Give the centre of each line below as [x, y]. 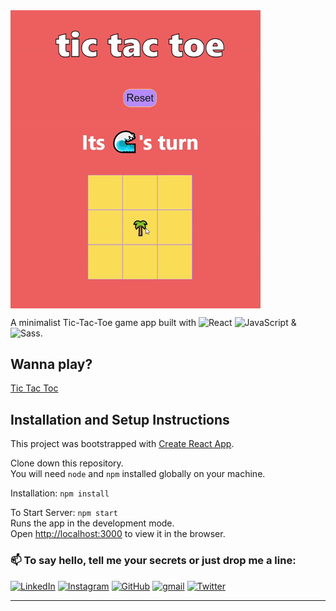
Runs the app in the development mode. [92, 523]
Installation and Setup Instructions [120, 419]
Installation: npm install [60, 493]
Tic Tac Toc [34, 388]
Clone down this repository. [67, 463]
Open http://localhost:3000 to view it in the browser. [118, 534]
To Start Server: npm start [64, 513]
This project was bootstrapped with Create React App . [122, 444]
